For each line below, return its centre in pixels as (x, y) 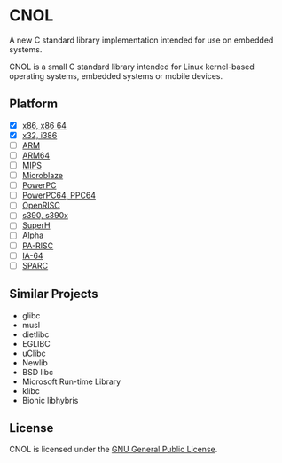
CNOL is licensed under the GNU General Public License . (114, 450)
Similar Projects (54, 294)
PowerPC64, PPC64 (59, 195)
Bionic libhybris (50, 400)
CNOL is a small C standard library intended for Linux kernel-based (132, 67)
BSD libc (38, 372)
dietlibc (35, 334)
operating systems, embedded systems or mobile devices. (116, 75)
